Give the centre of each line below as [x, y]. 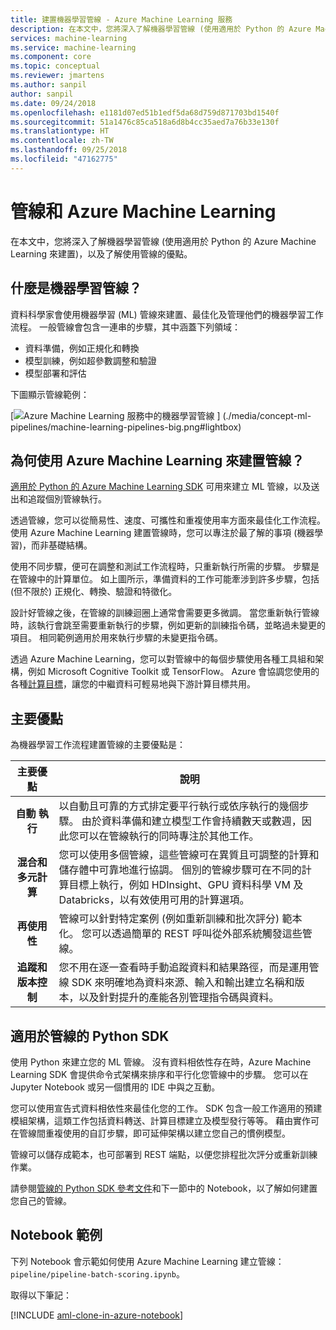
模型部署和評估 [55, 373]
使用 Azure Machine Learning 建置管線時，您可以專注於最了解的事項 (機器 [162, 533]
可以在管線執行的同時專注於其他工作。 [169, 836]
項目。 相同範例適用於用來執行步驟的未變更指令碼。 [116, 638]
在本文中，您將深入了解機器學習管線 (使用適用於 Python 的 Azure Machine [163, 241]
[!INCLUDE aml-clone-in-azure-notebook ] [97, 1315]
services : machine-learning [69, 38]
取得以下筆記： [41, 1295]
